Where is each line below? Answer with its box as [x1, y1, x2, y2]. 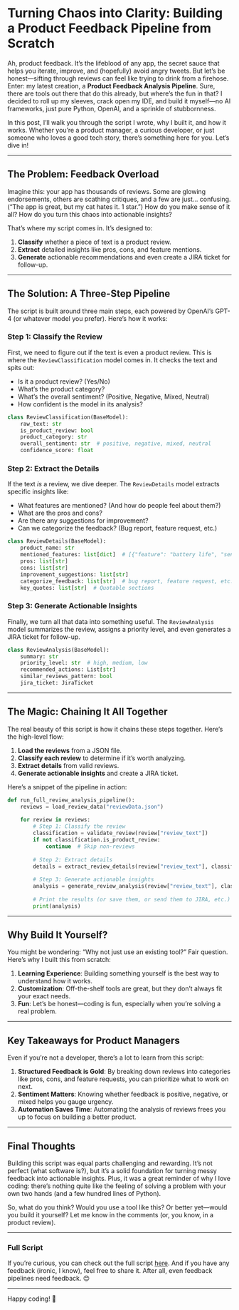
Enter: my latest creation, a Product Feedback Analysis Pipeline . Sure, [7, 81, 216, 90]
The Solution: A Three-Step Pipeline [7, 287, 171, 300]
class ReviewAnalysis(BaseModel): [7, 646, 110, 653]
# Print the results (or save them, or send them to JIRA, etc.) [33, 896, 231, 903]
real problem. [17, 1007, 57, 1015]
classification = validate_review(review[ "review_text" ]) [33, 829, 208, 837]
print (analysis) [33, 902, 81, 910]
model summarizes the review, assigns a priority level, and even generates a [7, 625, 231, 633]
